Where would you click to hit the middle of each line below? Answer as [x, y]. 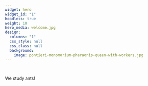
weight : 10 [16, 23]
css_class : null [26, 46]
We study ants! [20, 78]
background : [22, 50]
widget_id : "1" [21, 14]
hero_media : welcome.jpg [30, 28]
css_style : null [26, 42]
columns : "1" [23, 37]
